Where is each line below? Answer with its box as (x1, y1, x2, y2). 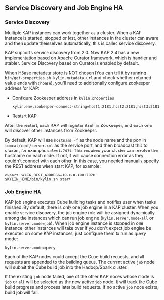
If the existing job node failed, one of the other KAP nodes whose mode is (5, 274, 154, 279)
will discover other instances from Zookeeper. (5, 127, 98, 133)
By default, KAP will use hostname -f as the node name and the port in (5, 137, 147, 143)
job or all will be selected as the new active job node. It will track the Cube (5, 279, 158, 285)
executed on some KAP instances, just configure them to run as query (5, 230, 146, 236)
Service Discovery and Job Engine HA (5, 4, 123, 12)
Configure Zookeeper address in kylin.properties (12, 95, 114, 100)
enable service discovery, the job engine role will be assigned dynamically (5, 209, 155, 215)
